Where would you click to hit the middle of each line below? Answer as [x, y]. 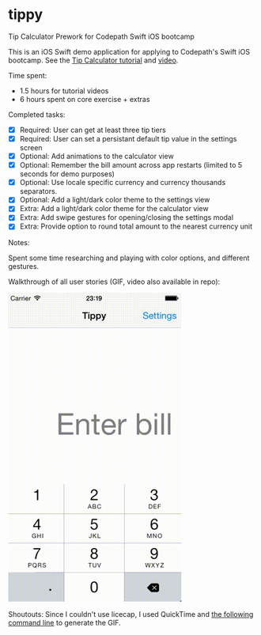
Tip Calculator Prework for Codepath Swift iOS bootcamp [102, 36]
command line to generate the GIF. [64, 622]
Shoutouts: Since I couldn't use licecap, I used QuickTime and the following [131, 614]
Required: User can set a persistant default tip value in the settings [128, 139]
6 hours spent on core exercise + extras [85, 99]
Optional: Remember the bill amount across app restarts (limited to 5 [131, 165]
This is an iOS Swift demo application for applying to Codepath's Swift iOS [129, 51]
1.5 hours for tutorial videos [64, 91]
